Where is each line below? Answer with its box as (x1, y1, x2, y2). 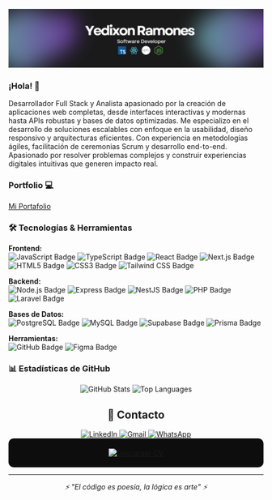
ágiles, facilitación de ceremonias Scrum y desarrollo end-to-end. (8, 142, 228, 152)
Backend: (8, 276, 41, 286)
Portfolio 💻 (8, 180, 54, 191)
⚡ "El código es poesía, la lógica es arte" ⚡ (64, 482, 208, 492)
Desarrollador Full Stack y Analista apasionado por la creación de (8, 99, 227, 109)
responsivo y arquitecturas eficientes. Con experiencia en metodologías (8, 133, 249, 143)
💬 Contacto (107, 408, 165, 421)
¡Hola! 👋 (8, 80, 40, 92)
